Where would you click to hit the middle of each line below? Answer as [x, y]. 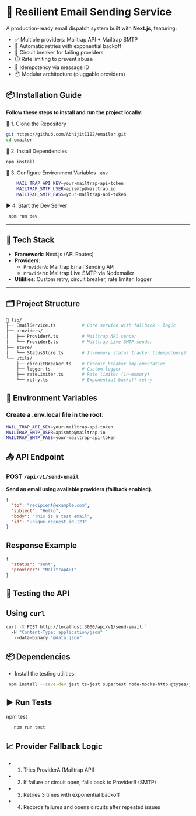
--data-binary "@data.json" [48, 637]
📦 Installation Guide [44, 95]
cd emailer [19, 140]
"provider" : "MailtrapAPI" [44, 570]
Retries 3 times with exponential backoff [71, 794]
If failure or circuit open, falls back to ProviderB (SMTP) [90, 782]
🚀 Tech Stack [30, 240]
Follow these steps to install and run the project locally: [74, 112]
